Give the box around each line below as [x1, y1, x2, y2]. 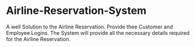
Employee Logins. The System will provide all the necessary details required [6, 29, 190, 36]
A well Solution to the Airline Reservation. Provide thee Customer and [6, 23, 173, 30]
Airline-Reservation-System [6, 4, 147, 17]
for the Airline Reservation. [6, 35, 71, 42]
